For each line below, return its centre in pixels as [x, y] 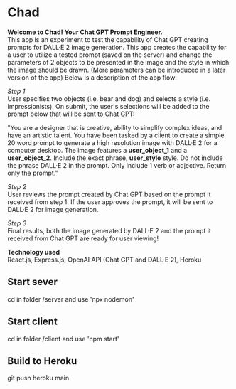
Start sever [33, 282]
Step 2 [17, 186]
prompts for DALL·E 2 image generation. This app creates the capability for [117, 47]
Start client [33, 322]
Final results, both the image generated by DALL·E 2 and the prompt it [109, 230]
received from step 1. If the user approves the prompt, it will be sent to [110, 202]
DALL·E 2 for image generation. [53, 209]
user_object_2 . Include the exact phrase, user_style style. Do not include [115, 158]
